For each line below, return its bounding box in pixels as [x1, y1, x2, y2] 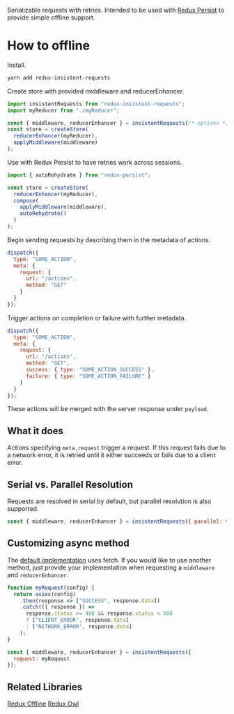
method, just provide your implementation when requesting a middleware [7, 563, 215, 572]
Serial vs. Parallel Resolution [7, 478, 134, 491]
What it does [7, 425, 64, 437]
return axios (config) [13, 590, 77, 597]
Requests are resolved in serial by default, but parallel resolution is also [7, 497, 212, 505]
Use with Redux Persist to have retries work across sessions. [7, 158, 182, 166]
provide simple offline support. [7, 13, 95, 22]
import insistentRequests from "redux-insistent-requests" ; [7, 101, 186, 107]
